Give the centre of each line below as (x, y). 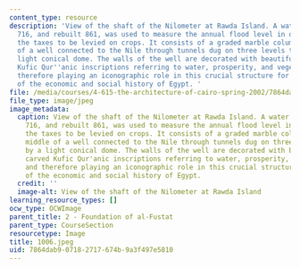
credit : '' (37, 184)
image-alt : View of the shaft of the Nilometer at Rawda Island (139, 192)
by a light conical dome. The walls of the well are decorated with (155, 150)
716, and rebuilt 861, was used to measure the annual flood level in (151, 34)
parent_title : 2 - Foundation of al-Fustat (92, 217)
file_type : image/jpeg (51, 100)
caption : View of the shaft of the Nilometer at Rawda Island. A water (154, 117)
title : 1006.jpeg (42, 242)
